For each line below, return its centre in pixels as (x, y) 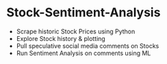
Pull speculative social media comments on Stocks (88, 46)
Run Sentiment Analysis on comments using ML (83, 53)
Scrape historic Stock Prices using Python (76, 31)
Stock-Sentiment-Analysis (83, 13)
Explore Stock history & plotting (61, 38)
